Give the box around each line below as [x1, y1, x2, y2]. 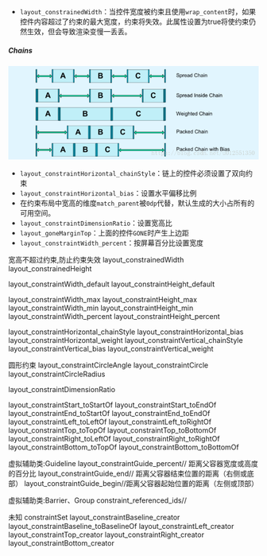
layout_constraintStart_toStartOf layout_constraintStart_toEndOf [8, 400, 217, 410]
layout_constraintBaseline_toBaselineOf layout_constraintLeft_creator [8, 521, 234, 531]
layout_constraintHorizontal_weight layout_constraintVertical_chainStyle [8, 335, 244, 344]
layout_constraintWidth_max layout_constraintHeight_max [8, 294, 197, 304]
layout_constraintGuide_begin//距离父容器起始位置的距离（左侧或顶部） [23, 478, 259, 488]
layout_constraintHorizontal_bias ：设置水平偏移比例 [19, 188, 197, 197]
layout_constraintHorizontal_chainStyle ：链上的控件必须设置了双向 [19, 168, 246, 177]
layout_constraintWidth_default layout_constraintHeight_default [8, 279, 215, 289]
